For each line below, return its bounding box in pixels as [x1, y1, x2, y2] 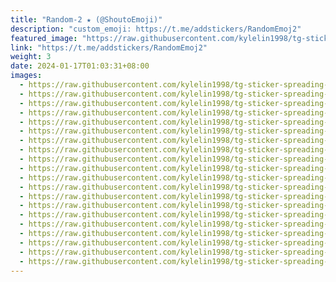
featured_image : [10, 33, 78, 43]
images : [10, 71, 43, 81]
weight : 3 [10, 52, 52, 62]
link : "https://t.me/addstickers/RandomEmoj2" [10, 42, 208, 53]
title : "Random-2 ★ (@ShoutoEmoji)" [10, 14, 163, 25]
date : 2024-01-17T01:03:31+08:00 [10, 61, 150, 71]
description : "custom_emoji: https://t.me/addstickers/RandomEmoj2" [10, 24, 302, 34]
